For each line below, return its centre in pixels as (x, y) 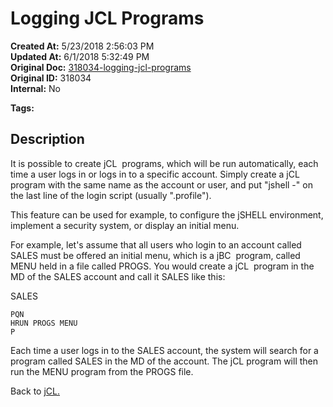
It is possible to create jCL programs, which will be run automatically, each (164, 163)
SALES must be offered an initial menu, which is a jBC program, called (155, 255)
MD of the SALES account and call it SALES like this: (118, 276)
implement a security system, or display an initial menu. (125, 225)
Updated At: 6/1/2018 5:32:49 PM (80, 56)
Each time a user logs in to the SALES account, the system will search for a (164, 350)
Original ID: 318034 (51, 78)
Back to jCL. (35, 391)
